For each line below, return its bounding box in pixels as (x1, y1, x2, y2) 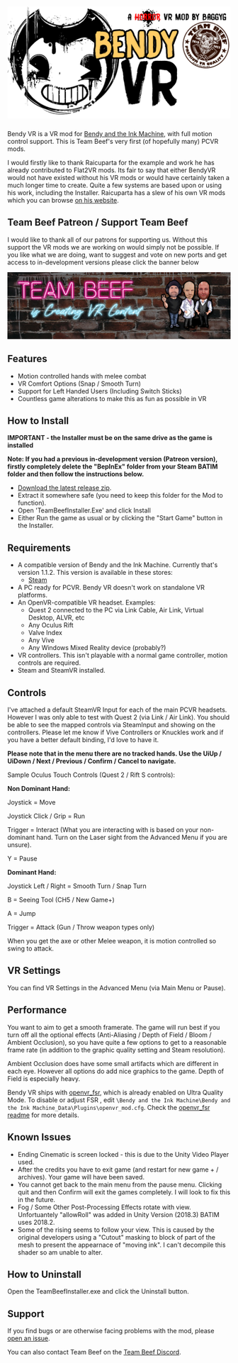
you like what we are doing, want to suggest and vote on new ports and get (7, 250, 227, 259)
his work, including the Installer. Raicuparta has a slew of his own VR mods (7, 188, 225, 197)
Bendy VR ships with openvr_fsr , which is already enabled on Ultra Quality (7, 1088, 224, 1096)
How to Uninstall (7, 1268, 81, 1280)
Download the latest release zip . (17, 483, 112, 492)
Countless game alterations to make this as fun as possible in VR (17, 394, 207, 403)
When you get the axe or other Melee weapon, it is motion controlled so (7, 937, 217, 946)
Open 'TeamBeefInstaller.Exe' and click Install (17, 506, 151, 515)
